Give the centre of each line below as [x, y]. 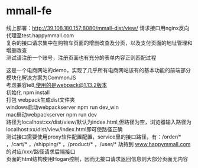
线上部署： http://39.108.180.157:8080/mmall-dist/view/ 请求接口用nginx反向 [98, 28]
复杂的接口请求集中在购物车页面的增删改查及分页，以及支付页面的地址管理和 [99, 43]
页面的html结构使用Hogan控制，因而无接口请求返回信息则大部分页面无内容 [97, 159]
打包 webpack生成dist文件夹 [41, 99]
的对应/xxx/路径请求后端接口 [41, 151]
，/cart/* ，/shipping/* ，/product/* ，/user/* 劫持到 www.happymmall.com [98, 144]
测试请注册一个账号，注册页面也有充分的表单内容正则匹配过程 [81, 57]
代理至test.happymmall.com [40, 35]
